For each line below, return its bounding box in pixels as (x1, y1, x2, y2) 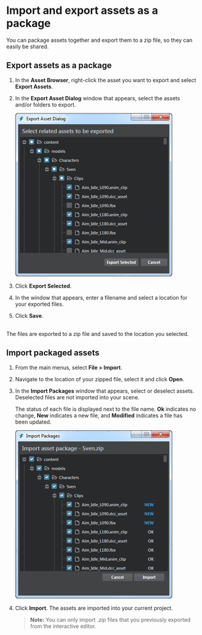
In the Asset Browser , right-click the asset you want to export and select (14, 76, 197, 83)
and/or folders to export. (14, 101, 77, 108)
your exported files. (14, 300, 64, 308)
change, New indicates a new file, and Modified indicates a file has (14, 411, 183, 419)
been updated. (14, 418, 52, 425)
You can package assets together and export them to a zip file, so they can (6, 36, 193, 44)
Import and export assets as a (6, 4, 159, 18)
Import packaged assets (6, 348, 99, 358)
